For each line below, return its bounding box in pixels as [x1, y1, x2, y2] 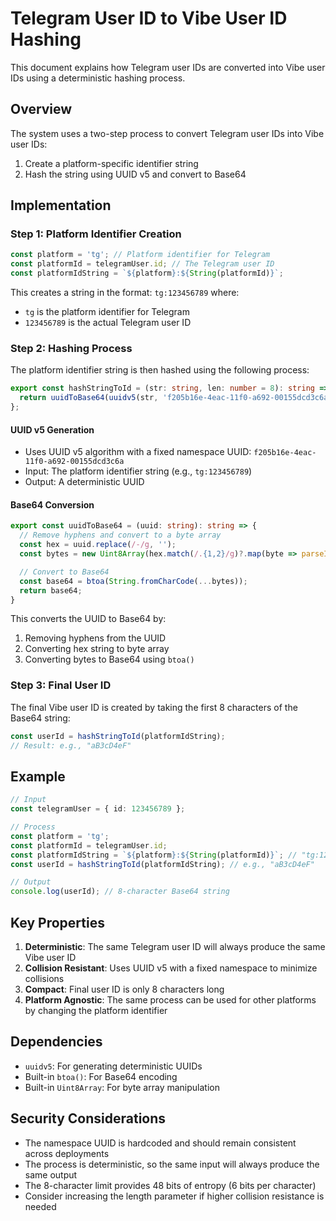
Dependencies [10, 1033, 103, 1051]
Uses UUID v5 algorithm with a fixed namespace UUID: [24, 446, 252, 458]
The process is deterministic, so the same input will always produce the [24, 1158, 320, 1170]
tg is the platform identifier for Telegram [24, 306, 190, 318]
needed [24, 1200, 57, 1212]
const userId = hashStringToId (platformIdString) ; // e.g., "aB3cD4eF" [10, 859, 315, 869]
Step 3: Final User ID [10, 678, 112, 692]
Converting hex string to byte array [24, 643, 170, 655]
